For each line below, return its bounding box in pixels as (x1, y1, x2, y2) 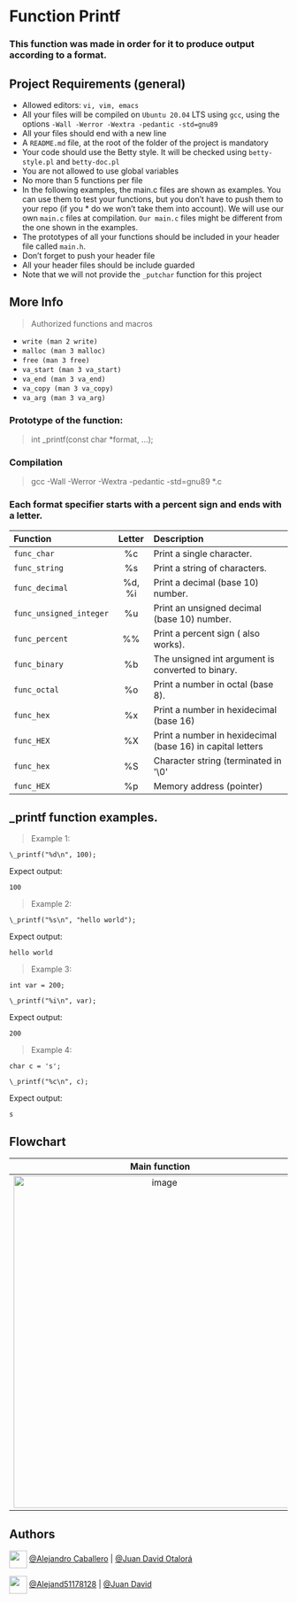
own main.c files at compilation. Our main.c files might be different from (21, 213, 283, 223)
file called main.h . (21, 241, 87, 252)
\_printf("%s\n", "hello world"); (9, 916, 137, 925)
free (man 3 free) (21, 356, 90, 365)
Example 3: (30, 964, 72, 975)
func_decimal (13, 583, 69, 592)
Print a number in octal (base (153, 678, 274, 690)
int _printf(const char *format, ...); (30, 434, 154, 445)
